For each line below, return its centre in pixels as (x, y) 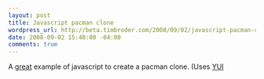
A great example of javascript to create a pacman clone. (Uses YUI (116, 66)
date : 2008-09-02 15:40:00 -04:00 (65, 37)
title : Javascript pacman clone (61, 23)
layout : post (29, 15)
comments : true (33, 45)
